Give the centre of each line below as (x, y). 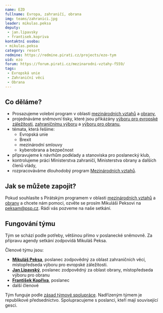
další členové (25, 286)
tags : (10, 69)
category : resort (23, 50)
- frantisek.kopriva (28, 37)
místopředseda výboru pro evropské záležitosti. (60, 265)
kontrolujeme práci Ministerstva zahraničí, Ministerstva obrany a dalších (84, 160)
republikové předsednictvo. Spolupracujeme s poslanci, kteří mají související (81, 300)
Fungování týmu (30, 223)
